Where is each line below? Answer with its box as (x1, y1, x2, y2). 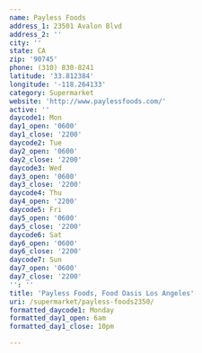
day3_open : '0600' (9, 172, 78, 181)
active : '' (9, 105, 50, 114)
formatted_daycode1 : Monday (9, 305, 115, 314)
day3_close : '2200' (9, 181, 83, 190)
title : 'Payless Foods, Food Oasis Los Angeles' (9, 288, 195, 297)
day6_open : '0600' (9, 239, 78, 248)
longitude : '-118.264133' (9, 80, 106, 89)
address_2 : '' (9, 30, 63, 39)
